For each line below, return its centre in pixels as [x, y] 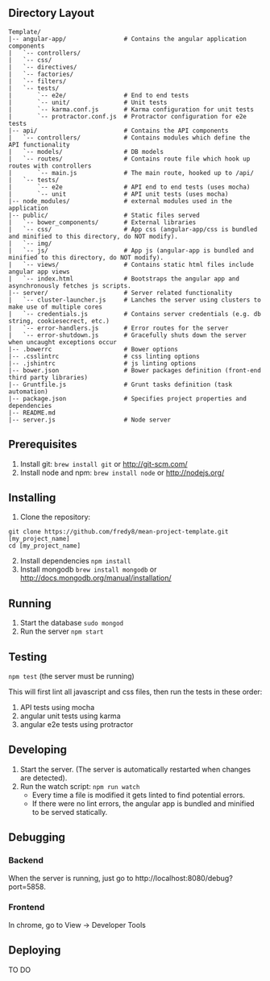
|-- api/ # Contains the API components [118, 131]
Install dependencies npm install [75, 561]
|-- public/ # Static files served [104, 215]
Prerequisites [43, 445]
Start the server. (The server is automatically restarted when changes [135, 769]
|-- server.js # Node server [90, 420]
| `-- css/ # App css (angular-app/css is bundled [133, 229]
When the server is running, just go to [71, 878]
